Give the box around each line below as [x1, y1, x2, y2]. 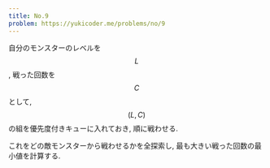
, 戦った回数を [8, 70, 55, 80]
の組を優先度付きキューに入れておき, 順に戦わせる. [8, 123, 179, 133]
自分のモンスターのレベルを [8, 42, 102, 53]
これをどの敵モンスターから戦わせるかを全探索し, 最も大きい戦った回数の [8, 140, 255, 150]
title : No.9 [8, 11, 49, 20]
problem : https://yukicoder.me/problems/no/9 [8, 19, 165, 28]
